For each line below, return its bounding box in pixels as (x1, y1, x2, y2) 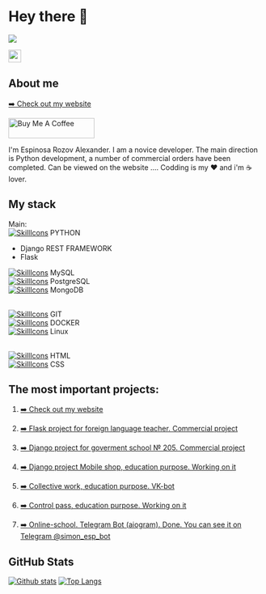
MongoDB (49, 285, 84, 295)
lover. (8, 174, 27, 184)
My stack (8, 197, 57, 211)
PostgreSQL (49, 276, 91, 286)
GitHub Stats (8, 554, 74, 569)
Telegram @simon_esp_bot (19, 532, 111, 541)
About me (8, 77, 59, 91)
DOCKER (49, 317, 80, 327)
